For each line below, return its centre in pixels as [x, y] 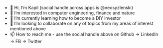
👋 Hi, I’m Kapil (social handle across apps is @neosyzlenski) [72, 8]
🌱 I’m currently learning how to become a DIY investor [65, 18]
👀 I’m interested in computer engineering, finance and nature [72, 13]
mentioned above [28, 29]
